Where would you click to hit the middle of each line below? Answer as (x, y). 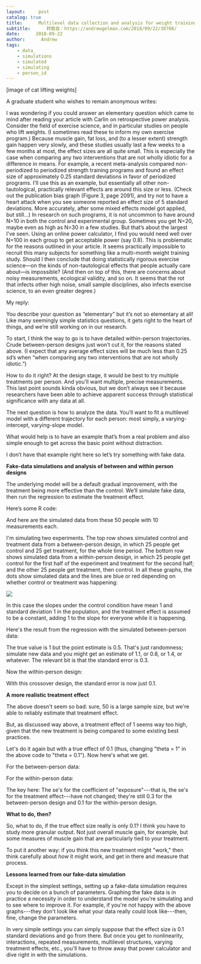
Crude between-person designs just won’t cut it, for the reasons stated (94, 345)
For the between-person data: (43, 767)
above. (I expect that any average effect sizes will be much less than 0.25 (97, 351)
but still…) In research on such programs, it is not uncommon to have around (100, 215)
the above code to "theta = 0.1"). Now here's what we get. (77, 755)
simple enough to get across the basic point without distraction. (85, 443)
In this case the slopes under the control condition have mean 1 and (89, 605)
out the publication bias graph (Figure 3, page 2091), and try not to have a (97, 196)
